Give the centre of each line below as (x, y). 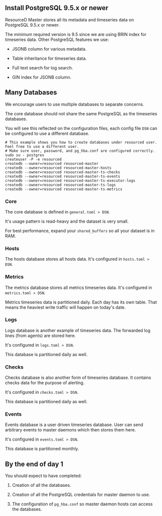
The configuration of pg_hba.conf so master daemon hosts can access (82, 504)
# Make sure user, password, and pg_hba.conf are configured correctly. (80, 151)
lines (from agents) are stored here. (40, 336)
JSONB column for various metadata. (49, 49)
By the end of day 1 (34, 464)
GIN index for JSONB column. (42, 77)
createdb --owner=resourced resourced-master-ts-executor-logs (70, 180)
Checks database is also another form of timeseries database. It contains (78, 378)
